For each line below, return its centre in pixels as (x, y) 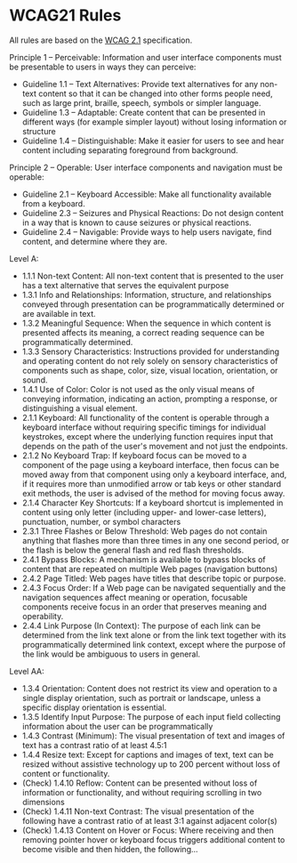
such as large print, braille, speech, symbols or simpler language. (141, 102)
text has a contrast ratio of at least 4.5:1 (94, 745)
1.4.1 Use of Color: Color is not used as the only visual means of (138, 389)
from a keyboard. (54, 203)
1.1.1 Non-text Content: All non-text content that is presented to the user (153, 276)
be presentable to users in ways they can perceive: (103, 67)
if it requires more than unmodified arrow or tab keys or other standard (152, 484)
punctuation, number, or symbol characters (101, 521)
